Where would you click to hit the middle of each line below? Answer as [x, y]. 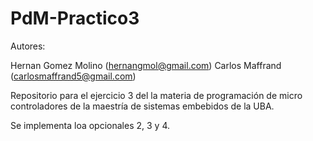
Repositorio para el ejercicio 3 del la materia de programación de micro [156, 95]
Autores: [28, 46]
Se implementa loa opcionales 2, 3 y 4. [90, 125]
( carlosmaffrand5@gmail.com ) [73, 76]
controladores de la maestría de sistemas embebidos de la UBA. [142, 106]
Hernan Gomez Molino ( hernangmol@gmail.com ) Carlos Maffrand [146, 65]
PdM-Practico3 [75, 18]
